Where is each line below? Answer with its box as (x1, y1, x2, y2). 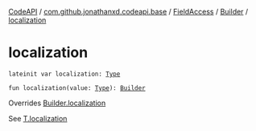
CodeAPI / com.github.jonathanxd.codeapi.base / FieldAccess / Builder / (8, 7, 249, 16)
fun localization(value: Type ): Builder (8, 84, 147, 92)
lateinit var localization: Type (8, 70, 121, 78)
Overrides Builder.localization (8, 98, 106, 108)
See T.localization (8, 113, 68, 123)
